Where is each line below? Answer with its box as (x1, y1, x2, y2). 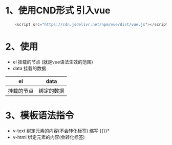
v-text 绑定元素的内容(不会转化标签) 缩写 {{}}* (12, 128, 110, 134)
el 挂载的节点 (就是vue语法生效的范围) (12, 58, 93, 65)
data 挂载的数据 (12, 65, 46, 71)
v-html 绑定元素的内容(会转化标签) (12, 134, 85, 140)
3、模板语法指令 (5, 110, 74, 121)
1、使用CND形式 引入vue (5, 5, 111, 16)
